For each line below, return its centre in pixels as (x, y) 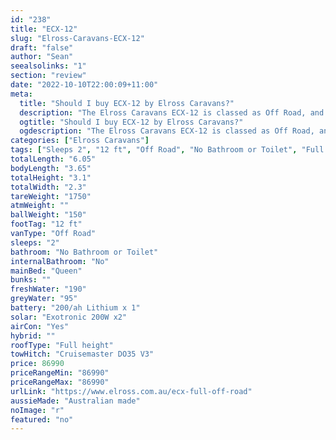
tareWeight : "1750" (51, 196)
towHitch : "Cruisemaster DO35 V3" (82, 354)
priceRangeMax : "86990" (60, 382)
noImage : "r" (37, 410)
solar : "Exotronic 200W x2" (69, 317)
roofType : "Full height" (62, 345)
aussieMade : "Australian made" (75, 401)
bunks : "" (31, 280)
